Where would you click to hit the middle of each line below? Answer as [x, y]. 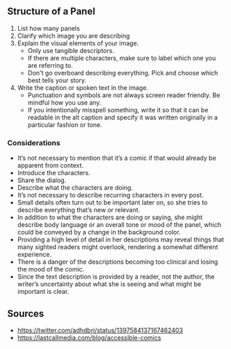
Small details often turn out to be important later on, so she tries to [112, 202]
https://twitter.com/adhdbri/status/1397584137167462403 [100, 330]
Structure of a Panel [51, 12]
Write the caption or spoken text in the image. [82, 87]
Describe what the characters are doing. [75, 188]
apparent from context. [50, 165]
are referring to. [50, 65]
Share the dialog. [42, 180]
